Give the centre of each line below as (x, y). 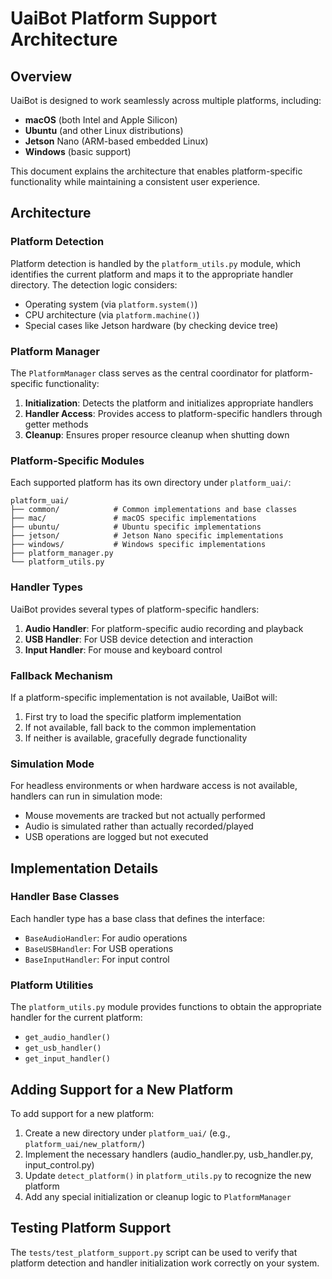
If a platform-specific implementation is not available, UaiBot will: (144, 697)
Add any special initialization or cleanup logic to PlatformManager (158, 1196)
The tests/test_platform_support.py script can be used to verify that (154, 1252)
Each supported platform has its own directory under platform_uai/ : (151, 483)
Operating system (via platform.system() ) (111, 304)
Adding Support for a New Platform (122, 1089)
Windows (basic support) (78, 151)
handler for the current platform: (76, 1018)
